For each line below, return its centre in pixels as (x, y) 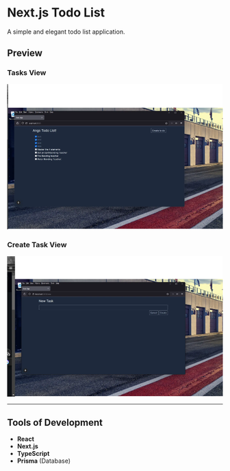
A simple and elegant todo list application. (66, 32)
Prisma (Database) (43, 461)
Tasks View (27, 73)
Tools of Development (55, 423)
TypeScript (33, 454)
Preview (25, 53)
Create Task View (37, 245)
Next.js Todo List (56, 13)
